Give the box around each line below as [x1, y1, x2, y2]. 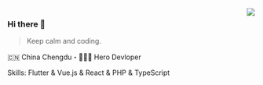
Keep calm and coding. [26, 37, 101, 46]
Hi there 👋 [7, 19, 46, 30]
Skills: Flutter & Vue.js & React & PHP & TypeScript [7, 68, 170, 77]
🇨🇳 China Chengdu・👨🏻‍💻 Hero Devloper [7, 52, 142, 62]
